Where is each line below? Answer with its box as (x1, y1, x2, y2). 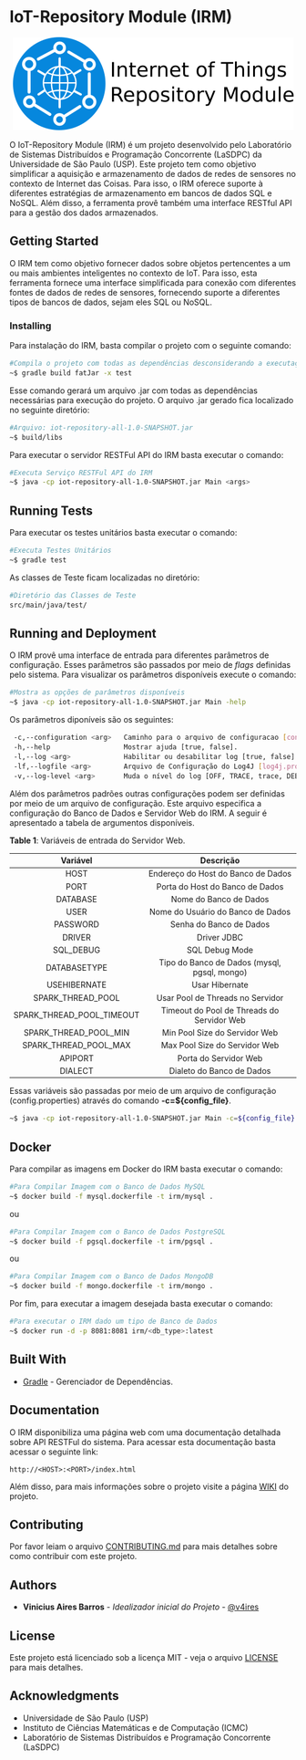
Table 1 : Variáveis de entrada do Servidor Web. (9, 835, 186, 846)
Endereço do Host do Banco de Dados (148, 869, 292, 880)
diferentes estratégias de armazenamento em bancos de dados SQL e (9, 187, 272, 198)
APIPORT (58, 1052, 94, 1064)
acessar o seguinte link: (9, 1446, 98, 1457)
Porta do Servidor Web (177, 1052, 263, 1064)
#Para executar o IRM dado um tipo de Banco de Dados (9, 1317, 219, 1327)
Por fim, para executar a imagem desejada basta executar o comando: (9, 1298, 273, 1309)
